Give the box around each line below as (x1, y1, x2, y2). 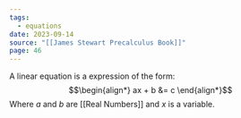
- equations (17, 21, 63, 30)
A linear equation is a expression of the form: (9, 71, 176, 81)
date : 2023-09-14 (9, 29, 74, 38)
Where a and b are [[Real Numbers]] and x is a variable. (9, 99, 215, 110)
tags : (9, 13, 30, 22)
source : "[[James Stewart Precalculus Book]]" (9, 38, 186, 47)
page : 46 (9, 46, 42, 55)
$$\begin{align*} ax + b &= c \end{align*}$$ (68, 85, 233, 96)
